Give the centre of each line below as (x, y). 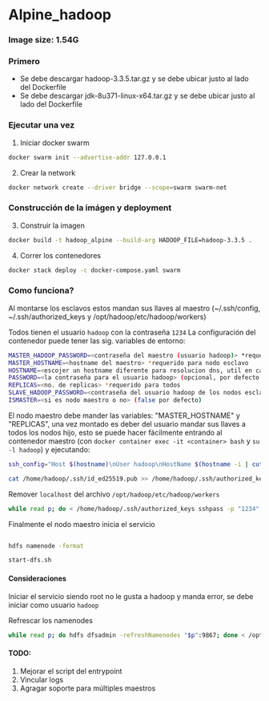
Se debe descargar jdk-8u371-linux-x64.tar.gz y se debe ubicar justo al (137, 96)
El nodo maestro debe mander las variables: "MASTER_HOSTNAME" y (124, 415)
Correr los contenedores (60, 255)
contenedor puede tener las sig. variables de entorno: (97, 340)
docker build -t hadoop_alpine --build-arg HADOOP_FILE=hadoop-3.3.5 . (130, 240)
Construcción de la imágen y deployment (90, 208)
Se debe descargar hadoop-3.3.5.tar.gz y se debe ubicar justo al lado (134, 79)
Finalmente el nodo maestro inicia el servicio (82, 524)
